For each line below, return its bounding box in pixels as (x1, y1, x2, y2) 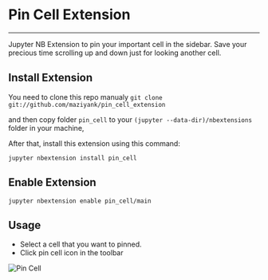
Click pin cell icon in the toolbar (19, 248, 124, 258)
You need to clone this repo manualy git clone (8, 92, 163, 101)
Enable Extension (8, 175, 97, 189)
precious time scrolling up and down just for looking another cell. (8, 48, 222, 57)
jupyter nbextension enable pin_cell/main (8, 197, 152, 205)
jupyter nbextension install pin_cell (8, 154, 137, 162)
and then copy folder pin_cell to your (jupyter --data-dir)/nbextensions (8, 114, 253, 124)
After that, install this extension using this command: (8, 138, 181, 148)
